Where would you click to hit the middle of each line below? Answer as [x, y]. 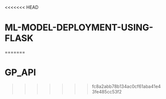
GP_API [20, 73]
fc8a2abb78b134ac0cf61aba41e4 [126, 86]
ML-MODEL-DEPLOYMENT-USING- [79, 28]
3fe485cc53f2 [107, 91]
